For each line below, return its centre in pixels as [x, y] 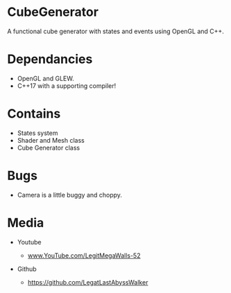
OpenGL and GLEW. [45, 78]
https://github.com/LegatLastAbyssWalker [88, 282]
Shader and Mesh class [51, 140]
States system [37, 133]
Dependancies [50, 59]
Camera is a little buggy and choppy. [70, 195]
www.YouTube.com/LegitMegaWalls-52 [84, 255]
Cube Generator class [49, 148]
